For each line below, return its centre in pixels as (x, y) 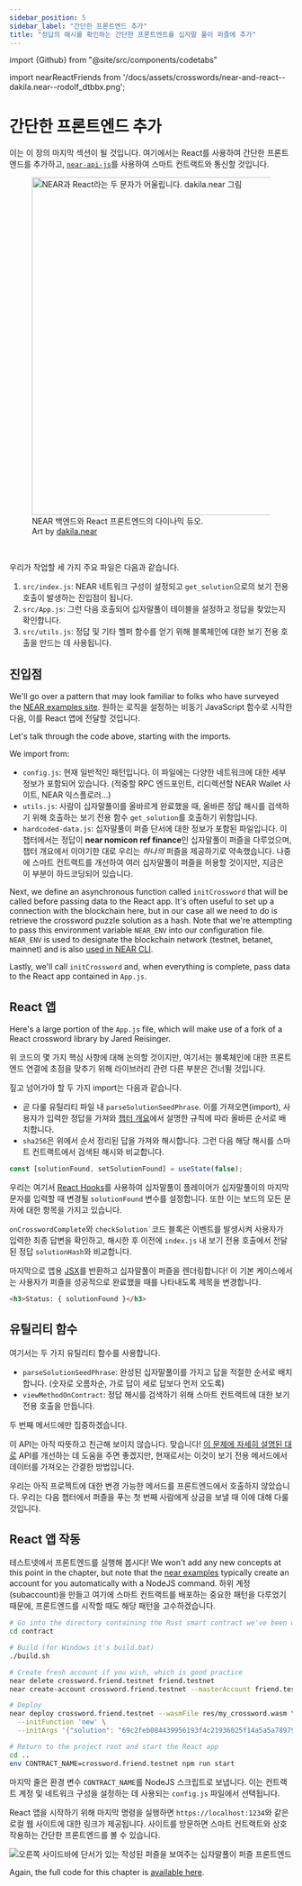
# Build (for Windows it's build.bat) (82, 1648)
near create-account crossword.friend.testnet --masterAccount (130, 1689)
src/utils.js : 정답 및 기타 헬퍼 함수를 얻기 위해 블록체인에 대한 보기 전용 (151, 632)
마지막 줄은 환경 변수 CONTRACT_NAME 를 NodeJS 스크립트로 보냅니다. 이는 (136, 1781)
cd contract (31, 1632)
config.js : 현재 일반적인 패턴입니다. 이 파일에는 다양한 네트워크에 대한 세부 (154, 772)
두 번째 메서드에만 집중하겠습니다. (68, 1425)
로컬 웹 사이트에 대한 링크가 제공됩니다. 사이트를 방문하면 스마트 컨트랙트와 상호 (148, 1823)
